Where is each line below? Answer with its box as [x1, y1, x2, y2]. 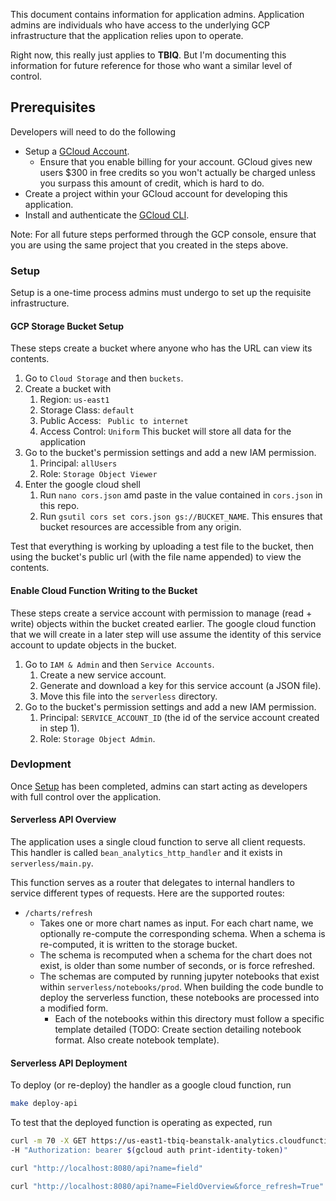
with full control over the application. [10, 790, 162, 803]
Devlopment [10, 757, 72, 771]
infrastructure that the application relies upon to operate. [10, 30, 244, 41]
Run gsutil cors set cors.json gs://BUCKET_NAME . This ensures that [39, 510, 323, 523]
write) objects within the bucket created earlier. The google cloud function [10, 617, 317, 629]
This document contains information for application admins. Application [10, 9, 305, 20]
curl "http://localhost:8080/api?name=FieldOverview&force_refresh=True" [10, 1181, 325, 1191]
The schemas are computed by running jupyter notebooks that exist [39, 970, 320, 983]
